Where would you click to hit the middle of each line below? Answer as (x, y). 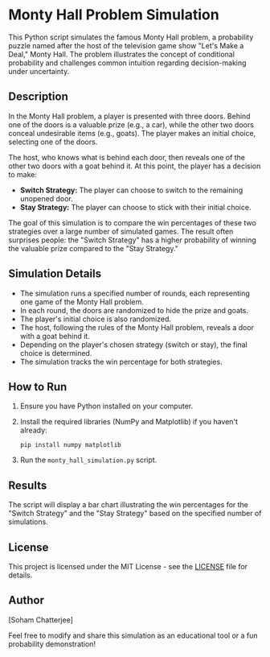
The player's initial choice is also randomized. (95, 319)
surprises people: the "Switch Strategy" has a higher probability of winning (133, 240)
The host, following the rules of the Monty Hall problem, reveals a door (137, 327)
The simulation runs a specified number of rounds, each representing (135, 293)
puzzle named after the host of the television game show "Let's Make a (126, 45)
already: (33, 430)
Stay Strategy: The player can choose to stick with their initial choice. (135, 207)
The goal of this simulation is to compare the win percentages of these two (133, 222)
